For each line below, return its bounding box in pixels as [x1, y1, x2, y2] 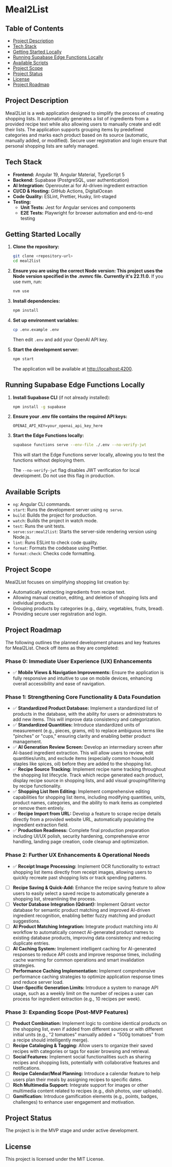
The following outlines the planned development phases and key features [5, 639, 161, 645]
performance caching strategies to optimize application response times [12, 974, 164, 980]
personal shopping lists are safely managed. [5, 143, 99, 149]
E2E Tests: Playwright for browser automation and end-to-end [20, 209, 153, 216]
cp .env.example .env [12, 327, 59, 332]
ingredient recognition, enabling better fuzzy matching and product [12, 912, 156, 918]
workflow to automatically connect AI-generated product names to [12, 929, 154, 935]
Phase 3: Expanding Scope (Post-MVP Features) [5, 1009, 129, 1016]
